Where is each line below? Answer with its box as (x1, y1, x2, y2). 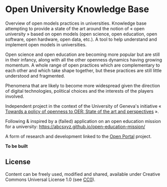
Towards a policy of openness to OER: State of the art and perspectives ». (5, 108, 159, 114)
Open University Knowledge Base (5, 4, 149, 15)
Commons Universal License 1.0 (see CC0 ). (5, 176, 96, 182)
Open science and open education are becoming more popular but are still (5, 51, 160, 57)
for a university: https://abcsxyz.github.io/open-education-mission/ (5, 123, 145, 130)
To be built (5, 143, 28, 149)
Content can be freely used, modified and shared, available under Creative (5, 171, 160, 177)
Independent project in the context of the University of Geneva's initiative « (5, 103, 161, 109)
